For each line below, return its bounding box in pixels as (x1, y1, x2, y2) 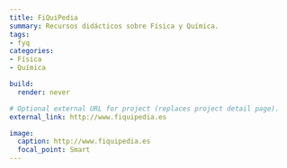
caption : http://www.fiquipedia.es (17, 137, 151, 146)
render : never (17, 87, 70, 97)
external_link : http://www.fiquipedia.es (9, 112, 167, 121)
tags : (9, 30, 30, 39)
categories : (9, 47, 54, 56)
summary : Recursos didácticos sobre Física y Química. (9, 22, 220, 31)
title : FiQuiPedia (9, 13, 78, 22)
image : (9, 128, 34, 137)
